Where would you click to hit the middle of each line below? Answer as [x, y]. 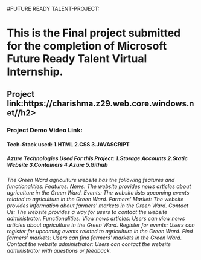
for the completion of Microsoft [87, 46]
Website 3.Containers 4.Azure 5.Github [57, 164]
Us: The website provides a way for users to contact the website [87, 212]
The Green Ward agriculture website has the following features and [91, 180]
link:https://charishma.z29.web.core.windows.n [101, 103]
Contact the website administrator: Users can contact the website [89, 244]
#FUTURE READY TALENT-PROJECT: [53, 9]
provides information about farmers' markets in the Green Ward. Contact [98, 206]
